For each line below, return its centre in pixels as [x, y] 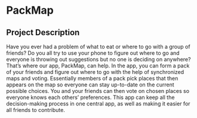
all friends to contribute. [36, 110]
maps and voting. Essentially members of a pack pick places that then [92, 78]
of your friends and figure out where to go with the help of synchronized [95, 72]
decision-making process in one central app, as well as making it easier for [98, 104]
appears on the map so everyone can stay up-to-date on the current [90, 85]
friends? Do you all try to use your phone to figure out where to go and [93, 53]
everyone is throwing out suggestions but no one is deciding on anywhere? [98, 59]
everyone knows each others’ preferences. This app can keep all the [90, 97]
